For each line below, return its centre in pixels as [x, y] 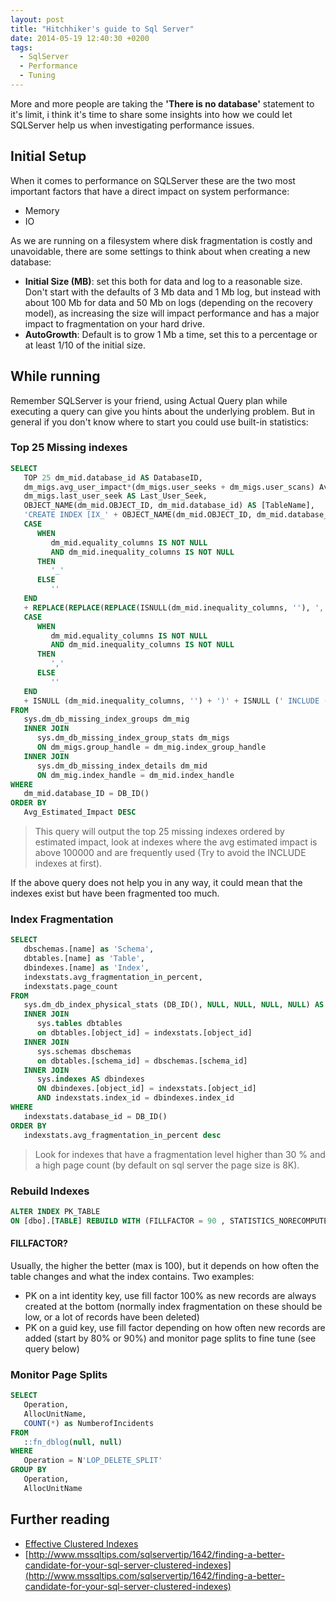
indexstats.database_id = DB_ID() [95, 1116]
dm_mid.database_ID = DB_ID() [86, 794]
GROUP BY [28, 1470]
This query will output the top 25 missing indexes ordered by [159, 832]
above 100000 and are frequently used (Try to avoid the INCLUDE [170, 853]
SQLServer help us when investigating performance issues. [132, 125]
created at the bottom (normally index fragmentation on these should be [173, 1306]
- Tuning [37, 76]
